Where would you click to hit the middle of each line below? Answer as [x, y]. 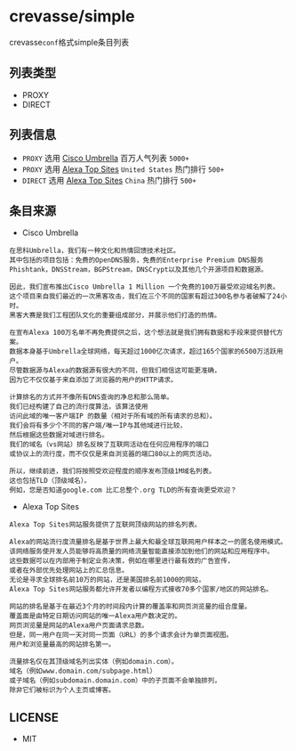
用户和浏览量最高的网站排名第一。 [62, 645]
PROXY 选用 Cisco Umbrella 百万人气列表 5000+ [105, 158]
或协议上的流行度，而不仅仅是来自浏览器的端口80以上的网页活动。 [112, 454]
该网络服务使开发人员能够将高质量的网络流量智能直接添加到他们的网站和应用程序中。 [141, 551]
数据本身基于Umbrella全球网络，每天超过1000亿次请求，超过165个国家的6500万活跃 [143, 352]
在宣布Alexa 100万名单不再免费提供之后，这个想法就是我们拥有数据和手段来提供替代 [143, 333]
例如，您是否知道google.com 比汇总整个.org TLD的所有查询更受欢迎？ [123, 490]
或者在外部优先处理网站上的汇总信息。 [69, 571]
